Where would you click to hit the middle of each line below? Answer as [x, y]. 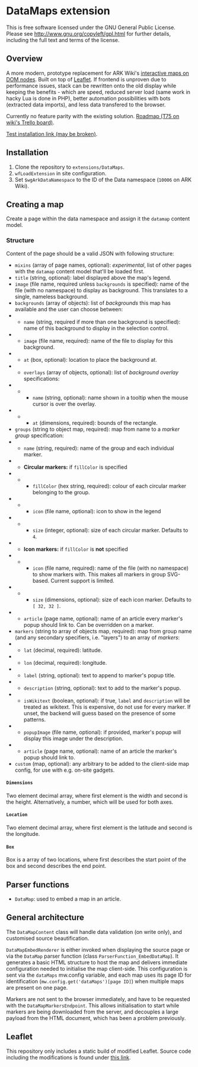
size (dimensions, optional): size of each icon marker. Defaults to [112, 599]
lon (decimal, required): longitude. [65, 662]
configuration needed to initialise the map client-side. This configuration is [97, 968]
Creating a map [35, 204]
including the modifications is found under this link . [68, 1057]
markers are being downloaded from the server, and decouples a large [92, 1012]
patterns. [35, 719]
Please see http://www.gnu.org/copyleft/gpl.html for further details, [88, 33]
